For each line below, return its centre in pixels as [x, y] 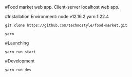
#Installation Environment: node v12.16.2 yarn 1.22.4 [57, 16]
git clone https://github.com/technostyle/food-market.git [66, 25]
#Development [20, 61]
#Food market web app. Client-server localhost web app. [62, 7]
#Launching [17, 43]
